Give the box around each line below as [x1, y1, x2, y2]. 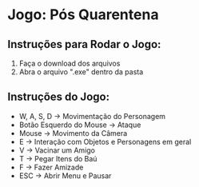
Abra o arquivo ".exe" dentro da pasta [18, 67, 144, 77]
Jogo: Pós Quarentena [7, 6, 159, 24]
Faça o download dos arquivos [18, 58, 121, 68]
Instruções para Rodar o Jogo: [7, 38, 161, 51]
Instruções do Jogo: [7, 90, 109, 104]
